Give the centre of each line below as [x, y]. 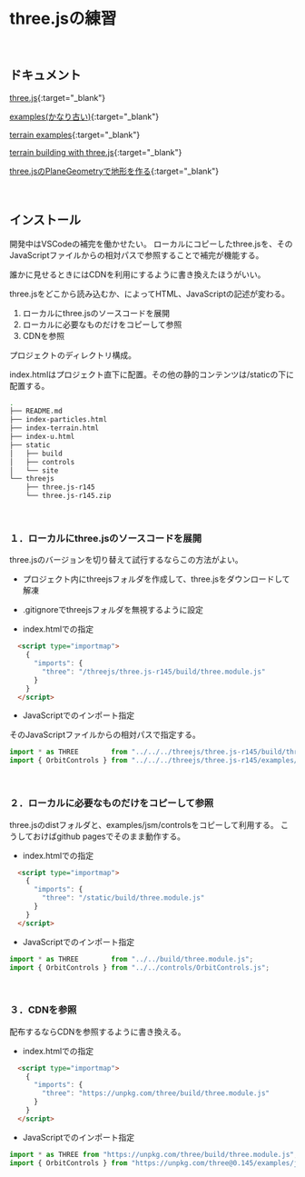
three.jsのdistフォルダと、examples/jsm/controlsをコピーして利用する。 [144, 824]
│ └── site [34, 470]
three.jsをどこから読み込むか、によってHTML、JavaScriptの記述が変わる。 [150, 294]
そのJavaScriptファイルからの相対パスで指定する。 [105, 735]
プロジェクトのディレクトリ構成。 [73, 354]
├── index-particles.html [58, 420]
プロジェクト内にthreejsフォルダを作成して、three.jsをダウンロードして [156, 579]
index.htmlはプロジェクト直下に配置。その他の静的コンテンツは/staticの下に [152, 374]
